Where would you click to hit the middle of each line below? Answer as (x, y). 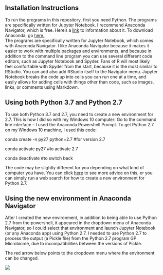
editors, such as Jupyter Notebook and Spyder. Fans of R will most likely (77, 61)
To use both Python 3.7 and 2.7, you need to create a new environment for (79, 114)
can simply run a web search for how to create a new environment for (75, 178)
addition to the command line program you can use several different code (79, 56)
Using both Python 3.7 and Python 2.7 (64, 103)
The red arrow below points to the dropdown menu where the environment (80, 253)
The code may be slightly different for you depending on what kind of (75, 167)
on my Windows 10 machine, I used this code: (51, 130)
